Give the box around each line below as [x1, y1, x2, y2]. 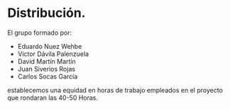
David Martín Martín [17, 57, 76, 65]
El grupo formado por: [7, 28, 72, 37]
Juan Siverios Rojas [17, 64, 76, 73]
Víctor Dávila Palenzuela [17, 50, 89, 58]
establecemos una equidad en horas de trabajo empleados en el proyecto [7, 86, 224, 94]
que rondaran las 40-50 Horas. [7, 93, 98, 102]
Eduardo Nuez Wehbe [17, 42, 82, 50]
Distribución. [7, 5, 86, 21]
